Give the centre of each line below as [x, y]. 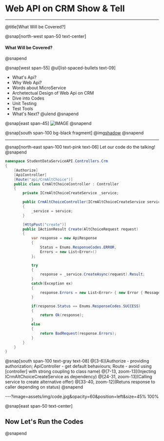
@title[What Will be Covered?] [35, 26]
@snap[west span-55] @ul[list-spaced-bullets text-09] [60, 68]
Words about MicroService [39, 88]
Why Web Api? [27, 83]
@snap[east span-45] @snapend [48, 124]
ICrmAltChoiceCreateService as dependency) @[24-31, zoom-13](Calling [79, 377]
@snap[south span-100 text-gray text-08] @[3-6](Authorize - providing [77, 361]
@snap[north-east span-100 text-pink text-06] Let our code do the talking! [80, 147]
